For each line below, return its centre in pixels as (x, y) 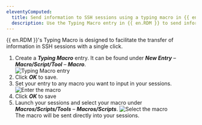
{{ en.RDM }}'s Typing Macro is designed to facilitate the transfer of (90, 40)
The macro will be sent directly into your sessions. (77, 115)
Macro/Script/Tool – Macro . (50, 64)
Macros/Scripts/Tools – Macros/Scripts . (66, 109)
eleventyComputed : (29, 12)
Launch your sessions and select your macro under (78, 103)
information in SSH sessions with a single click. (65, 46)
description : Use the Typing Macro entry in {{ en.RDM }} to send (96, 23)
